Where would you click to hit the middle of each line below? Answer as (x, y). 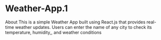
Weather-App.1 (37, 9)
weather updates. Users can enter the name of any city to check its (83, 27)
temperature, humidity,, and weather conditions (53, 32)
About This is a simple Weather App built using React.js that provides (75, 22)
